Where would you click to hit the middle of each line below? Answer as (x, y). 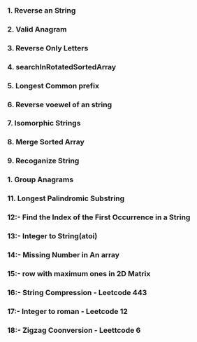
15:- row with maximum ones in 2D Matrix (79, 273)
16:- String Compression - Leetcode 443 (77, 292)
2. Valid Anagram (37, 29)
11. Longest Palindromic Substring (66, 198)
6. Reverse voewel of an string (60, 104)
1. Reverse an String (42, 11)
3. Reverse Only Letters (48, 48)
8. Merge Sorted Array (46, 142)
